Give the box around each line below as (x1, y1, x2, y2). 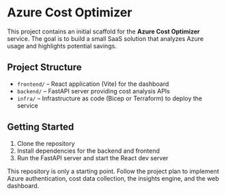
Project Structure (7, 61, 82, 73)
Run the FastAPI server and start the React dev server (16, 153, 169, 162)
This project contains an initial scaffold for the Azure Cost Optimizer (7, 27, 200, 35)
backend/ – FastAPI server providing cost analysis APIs (16, 87, 171, 95)
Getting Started (7, 121, 74, 133)
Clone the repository (16, 139, 75, 147)
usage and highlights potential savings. (7, 42, 117, 50)
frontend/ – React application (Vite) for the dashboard (16, 80, 169, 88)
